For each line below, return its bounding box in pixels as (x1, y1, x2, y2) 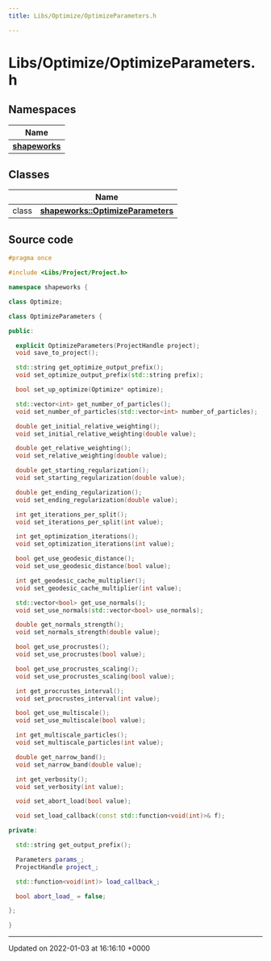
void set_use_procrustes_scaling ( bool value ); (15, 672, 175, 680)
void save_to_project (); (15, 349, 99, 357)
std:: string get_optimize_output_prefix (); (15, 364, 164, 372)
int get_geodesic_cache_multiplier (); (15, 576, 147, 585)
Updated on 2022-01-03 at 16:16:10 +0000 (8, 943, 151, 953)
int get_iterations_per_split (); (15, 510, 128, 519)
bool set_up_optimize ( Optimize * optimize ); (15, 386, 164, 394)
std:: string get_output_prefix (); (15, 841, 131, 849)
